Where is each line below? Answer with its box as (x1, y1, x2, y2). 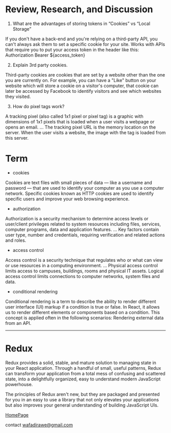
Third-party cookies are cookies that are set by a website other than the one (5, 71, 165, 78)
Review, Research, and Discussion (5, 4, 154, 15)
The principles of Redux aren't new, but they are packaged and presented (5, 391, 160, 397)
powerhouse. (5, 381, 33, 387)
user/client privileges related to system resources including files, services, (5, 221, 161, 227)
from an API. (5, 320, 32, 326)
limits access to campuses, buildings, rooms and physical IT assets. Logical (5, 268, 164, 274)
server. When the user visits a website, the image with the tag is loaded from (5, 129, 166, 136)
